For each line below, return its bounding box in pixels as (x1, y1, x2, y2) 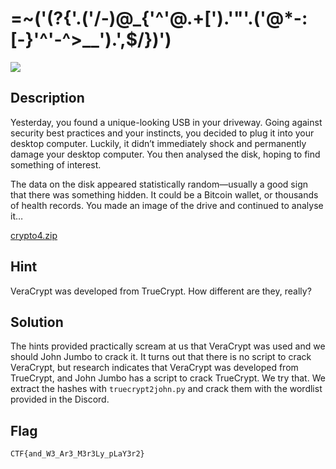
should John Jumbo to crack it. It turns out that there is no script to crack (10, 351, 312, 363)
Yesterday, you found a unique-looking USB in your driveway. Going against (10, 116, 323, 128)
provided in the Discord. (10, 393, 110, 406)
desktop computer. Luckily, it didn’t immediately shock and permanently (10, 137, 307, 149)
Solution (10, 313, 64, 331)
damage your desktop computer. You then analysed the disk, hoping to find (10, 148, 321, 160)
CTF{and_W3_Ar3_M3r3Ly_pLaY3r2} (10, 449, 145, 459)
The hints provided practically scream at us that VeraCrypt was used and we (10, 340, 326, 352)
